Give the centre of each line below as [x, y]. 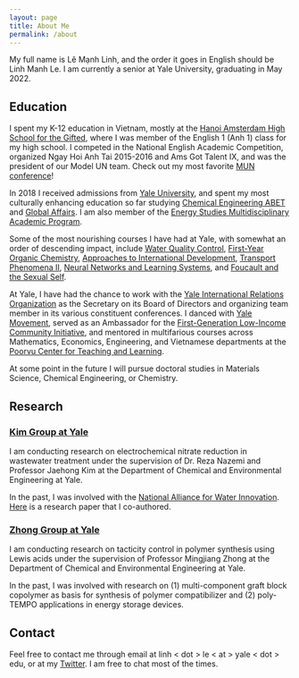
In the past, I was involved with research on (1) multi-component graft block [148, 586]
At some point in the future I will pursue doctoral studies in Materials [135, 369]
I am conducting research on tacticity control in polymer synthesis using [142, 549]
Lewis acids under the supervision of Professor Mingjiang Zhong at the [140, 559]
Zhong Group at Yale [54, 530]
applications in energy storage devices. [112, 605]
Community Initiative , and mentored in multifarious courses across [131, 333]
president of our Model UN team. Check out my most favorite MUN [132, 166]
